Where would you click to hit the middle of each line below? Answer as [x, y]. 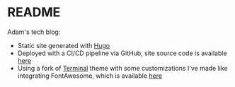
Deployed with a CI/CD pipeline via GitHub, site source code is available [122, 53]
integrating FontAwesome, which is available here [90, 76]
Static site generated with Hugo [64, 45]
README [34, 12]
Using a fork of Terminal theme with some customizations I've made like [122, 68]
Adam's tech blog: [34, 32]
